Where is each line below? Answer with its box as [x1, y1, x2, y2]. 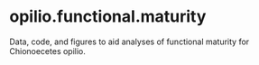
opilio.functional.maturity [9, 6, 207, 27]
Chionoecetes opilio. [9, 45, 86, 56]
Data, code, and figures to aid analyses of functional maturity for [9, 36, 250, 47]
